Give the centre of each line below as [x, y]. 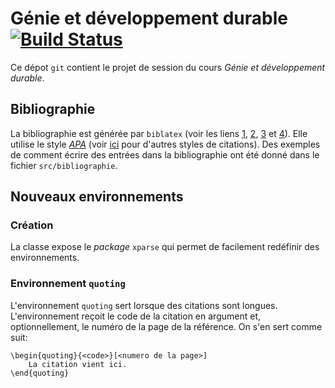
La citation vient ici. [78, 364]
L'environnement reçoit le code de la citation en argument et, [135, 316]
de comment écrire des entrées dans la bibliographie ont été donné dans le [165, 154]
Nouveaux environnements [97, 197]
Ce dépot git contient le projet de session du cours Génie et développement [168, 67]
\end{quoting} [40, 373]
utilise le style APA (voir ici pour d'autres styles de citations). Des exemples [165, 144]
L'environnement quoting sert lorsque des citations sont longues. [144, 305]
